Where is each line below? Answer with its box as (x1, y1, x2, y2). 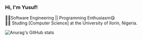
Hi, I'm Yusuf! (5, 4, 38, 11)
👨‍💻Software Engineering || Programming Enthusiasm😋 (5, 15, 115, 21)
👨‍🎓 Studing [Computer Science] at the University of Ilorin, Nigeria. (5, 20, 138, 26)
